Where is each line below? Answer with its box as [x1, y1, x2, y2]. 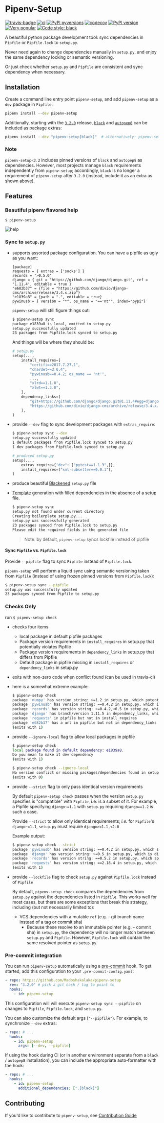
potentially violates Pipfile [19, 644, 71, 649]
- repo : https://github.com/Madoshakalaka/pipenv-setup [5, 978, 121, 983]
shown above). [5, 178, 35, 184]
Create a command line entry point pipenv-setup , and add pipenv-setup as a [5, 96, 158, 102]
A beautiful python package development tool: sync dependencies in [5, 34, 144, 40]
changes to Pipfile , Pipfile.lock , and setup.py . [5, 1005, 103, 1011]
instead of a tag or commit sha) [19, 919, 83, 925]
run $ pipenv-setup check [5, 614, 57, 620]
